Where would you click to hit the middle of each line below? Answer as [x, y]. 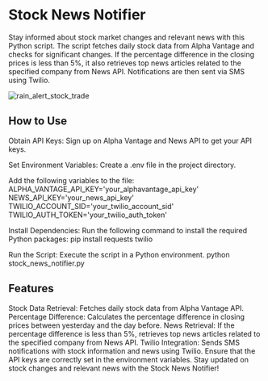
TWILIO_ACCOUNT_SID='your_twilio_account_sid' [91, 206]
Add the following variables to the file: [71, 180]
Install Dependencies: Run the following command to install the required [128, 230]
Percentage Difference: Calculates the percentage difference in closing [126, 316]
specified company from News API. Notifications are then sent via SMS [126, 71]
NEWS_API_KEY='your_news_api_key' [71, 197]
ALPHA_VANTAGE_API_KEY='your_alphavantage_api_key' [104, 189]
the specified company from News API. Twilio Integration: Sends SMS [124, 342]
